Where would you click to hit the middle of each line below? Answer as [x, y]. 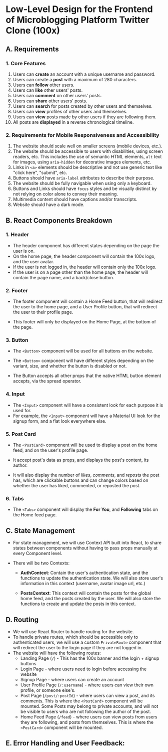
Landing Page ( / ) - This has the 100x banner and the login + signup [90, 658]
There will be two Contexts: [41, 563]
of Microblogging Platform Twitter [77, 20]
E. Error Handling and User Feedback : [65, 743]
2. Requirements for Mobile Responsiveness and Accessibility [82, 135]
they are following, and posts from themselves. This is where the [87, 722]
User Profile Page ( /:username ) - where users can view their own [87, 685]
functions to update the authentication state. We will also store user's [92, 578]
